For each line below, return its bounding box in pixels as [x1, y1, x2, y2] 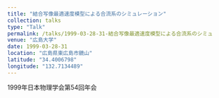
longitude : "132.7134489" [7, 63, 83, 70]
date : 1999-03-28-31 [7, 43, 68, 50]
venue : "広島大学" [7, 37, 58, 44]
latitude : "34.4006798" [7, 56, 77, 63]
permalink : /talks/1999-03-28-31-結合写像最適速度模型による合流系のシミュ [7, 30, 213, 37]
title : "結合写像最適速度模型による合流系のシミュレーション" [7, 10, 167, 18]
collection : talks [7, 17, 61, 24]
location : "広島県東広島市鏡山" [7, 50, 93, 57]
